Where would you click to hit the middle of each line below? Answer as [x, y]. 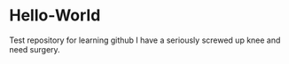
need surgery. [35, 49]
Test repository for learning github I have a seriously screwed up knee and [145, 40]
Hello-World [55, 16]
